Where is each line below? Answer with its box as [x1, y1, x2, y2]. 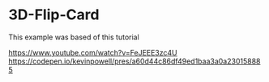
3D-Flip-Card [8, 6, 100, 24]
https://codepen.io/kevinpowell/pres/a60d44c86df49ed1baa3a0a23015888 [8, 56, 261, 66]
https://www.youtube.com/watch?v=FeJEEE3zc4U [8, 47, 178, 57]
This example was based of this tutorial [8, 32, 139, 42]
